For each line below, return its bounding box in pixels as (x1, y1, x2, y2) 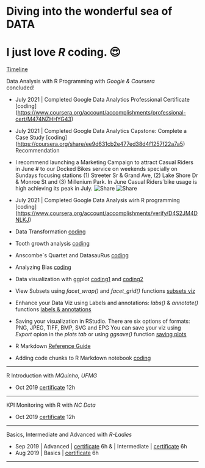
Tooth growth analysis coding (15, 240, 90, 247)
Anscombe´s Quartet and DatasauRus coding (15, 252, 129, 259)
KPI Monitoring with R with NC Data (6, 401, 96, 409)
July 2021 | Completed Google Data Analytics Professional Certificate (15, 96, 190, 104)
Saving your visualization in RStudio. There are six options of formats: (15, 317, 190, 325)
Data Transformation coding (15, 228, 86, 235)
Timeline (6, 66, 29, 73)
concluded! (6, 84, 35, 91)
